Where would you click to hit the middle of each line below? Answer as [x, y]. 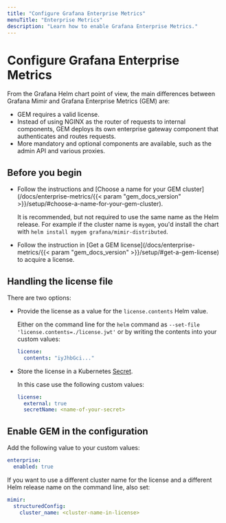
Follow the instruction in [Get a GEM [68, 245]
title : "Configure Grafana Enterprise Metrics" [77, 13]
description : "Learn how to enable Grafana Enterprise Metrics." [102, 26]
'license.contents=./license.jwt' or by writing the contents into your [117, 331]
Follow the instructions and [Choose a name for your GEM [99, 189]
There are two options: [39, 298]
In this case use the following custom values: [80, 384]
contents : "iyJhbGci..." [59, 358]
